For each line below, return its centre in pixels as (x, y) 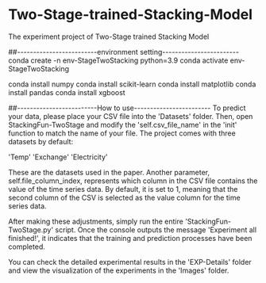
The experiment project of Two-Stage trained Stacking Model (109, 36)
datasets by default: (41, 141)
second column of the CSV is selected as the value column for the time (124, 197)
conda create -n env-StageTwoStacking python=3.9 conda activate (118, 60)
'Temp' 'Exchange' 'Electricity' (58, 157)
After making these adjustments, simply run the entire (96, 221)
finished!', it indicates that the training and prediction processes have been (130, 238)
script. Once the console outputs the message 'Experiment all (156, 229)
